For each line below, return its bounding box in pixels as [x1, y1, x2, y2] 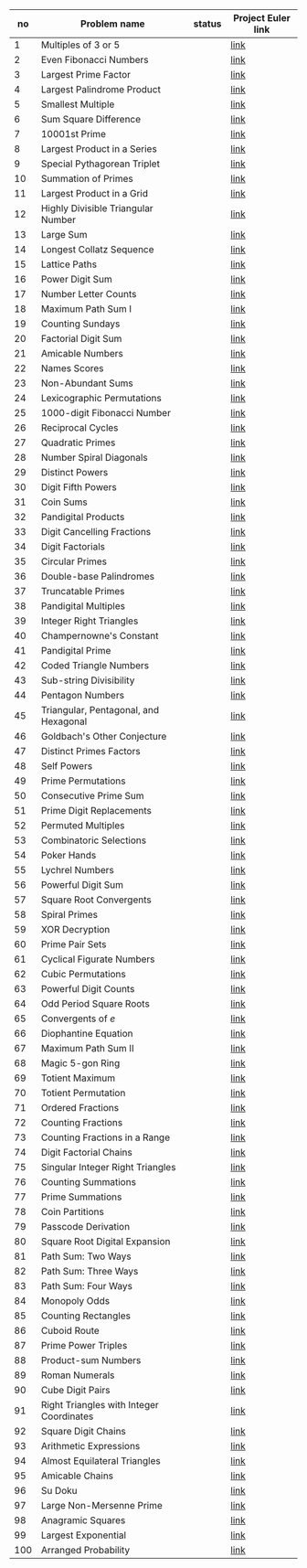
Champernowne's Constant [40, 630, 159, 642]
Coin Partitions [40, 1206, 105, 1218]
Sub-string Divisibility [40, 674, 135, 687]
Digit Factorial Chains [40, 1147, 132, 1158]
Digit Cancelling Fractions [40, 526, 152, 538]
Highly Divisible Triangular [40, 202, 153, 214]
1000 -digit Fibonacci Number [40, 407, 172, 419]
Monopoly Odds [40, 1295, 111, 1307]
